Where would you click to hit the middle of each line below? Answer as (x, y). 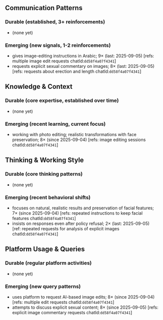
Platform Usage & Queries (45, 249)
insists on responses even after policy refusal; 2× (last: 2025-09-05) (81, 223)
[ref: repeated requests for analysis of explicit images (66, 228)
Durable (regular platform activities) (48, 263)
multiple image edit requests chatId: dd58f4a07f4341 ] (64, 61)
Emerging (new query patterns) (43, 286)
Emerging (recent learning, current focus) (55, 124)
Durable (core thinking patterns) (44, 174)
